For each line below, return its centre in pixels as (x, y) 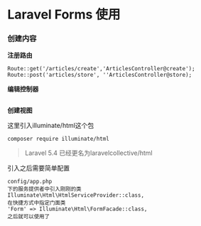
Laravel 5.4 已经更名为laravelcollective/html (88, 153)
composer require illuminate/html (59, 139)
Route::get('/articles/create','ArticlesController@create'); (101, 69)
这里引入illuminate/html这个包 (51, 126)
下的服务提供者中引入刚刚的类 (44, 189)
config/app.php (30, 182)
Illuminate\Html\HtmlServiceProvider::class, (76, 195)
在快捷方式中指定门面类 (37, 203)
